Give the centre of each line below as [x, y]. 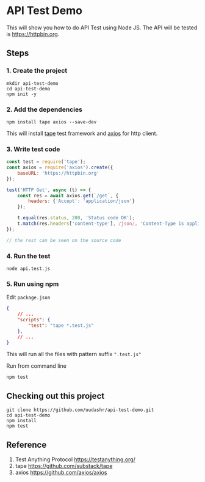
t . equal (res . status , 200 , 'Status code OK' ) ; [76, 218]
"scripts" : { [34, 320]
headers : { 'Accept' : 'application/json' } [82, 201]
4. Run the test [28, 256]
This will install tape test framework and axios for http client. [82, 133]
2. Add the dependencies [44, 109]
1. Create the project [37, 71]
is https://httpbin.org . [33, 34]
